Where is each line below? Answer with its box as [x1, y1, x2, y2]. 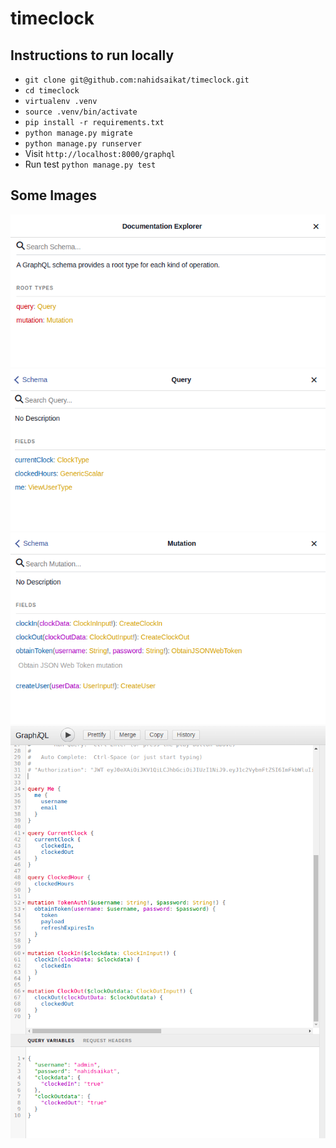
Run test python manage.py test [24, 158, 157, 170]
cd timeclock [24, 86, 80, 96]
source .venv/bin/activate [24, 107, 138, 117]
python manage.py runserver [24, 139, 142, 149]
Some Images [10, 187, 98, 204]
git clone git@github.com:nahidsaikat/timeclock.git [24, 75, 250, 85]
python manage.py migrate [24, 128, 133, 138]
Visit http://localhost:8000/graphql [24, 148, 176, 159]
